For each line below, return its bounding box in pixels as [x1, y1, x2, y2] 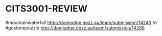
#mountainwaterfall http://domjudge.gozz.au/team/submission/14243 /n [5, 19, 157, 25]
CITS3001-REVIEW [5, 3, 88, 14]
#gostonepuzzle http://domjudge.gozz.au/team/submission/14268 [5, 24, 145, 30]
